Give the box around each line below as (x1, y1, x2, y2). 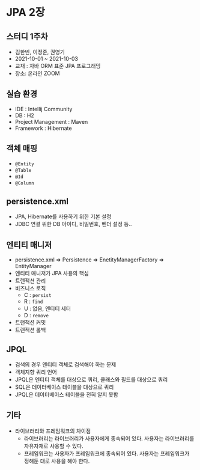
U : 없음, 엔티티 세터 (23, 305, 71, 313)
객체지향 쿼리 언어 (14, 368, 57, 376)
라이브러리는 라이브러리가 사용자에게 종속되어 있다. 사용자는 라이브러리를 (23, 435, 195, 442)
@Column (14, 180, 34, 186)
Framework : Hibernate (14, 124, 72, 132)
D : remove (23, 312, 49, 319)
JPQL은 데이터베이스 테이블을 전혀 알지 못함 (14, 391, 118, 398)
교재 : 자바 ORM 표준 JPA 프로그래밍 (14, 63, 101, 69)
